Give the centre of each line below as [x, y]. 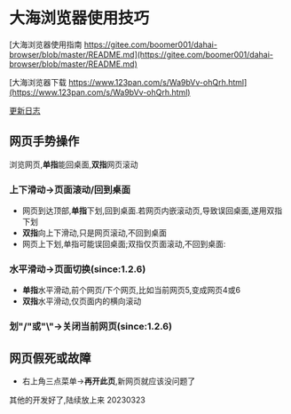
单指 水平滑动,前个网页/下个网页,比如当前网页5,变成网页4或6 [131, 291]
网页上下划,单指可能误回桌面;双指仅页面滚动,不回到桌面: [124, 244]
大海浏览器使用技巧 [79, 18]
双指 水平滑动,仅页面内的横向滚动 [82, 301]
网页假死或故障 [50, 358]
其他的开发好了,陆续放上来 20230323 [78, 400]
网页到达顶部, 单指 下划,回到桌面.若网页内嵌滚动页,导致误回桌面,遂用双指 [152, 211]
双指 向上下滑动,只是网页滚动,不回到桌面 [94, 233]
